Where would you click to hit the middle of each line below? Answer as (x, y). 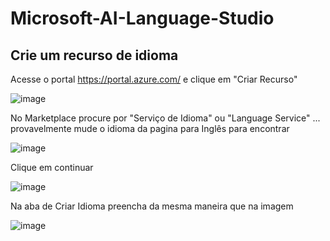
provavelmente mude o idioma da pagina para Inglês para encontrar (150, 128)
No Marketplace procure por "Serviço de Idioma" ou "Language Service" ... (165, 118)
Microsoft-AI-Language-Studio (142, 18)
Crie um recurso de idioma (94, 55)
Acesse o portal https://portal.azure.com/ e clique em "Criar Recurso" (154, 79)
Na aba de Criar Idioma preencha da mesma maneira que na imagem (152, 206)
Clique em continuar (52, 167)
